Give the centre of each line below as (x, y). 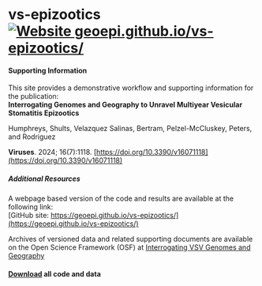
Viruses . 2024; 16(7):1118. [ (52, 152)
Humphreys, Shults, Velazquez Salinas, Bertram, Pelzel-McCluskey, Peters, (130, 129)
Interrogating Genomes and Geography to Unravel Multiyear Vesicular (125, 105)
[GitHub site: (29, 216)
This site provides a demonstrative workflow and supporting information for (131, 88)
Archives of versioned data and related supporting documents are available (131, 239)
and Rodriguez (32, 137)
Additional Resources (44, 179)
